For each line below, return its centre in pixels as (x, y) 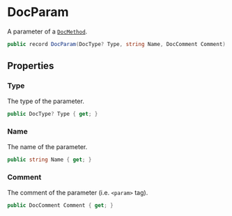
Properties (31, 66)
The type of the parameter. (46, 101)
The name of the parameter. (47, 146)
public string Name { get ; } (49, 160)
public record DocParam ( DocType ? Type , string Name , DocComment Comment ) (117, 44)
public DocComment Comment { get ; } (60, 205)
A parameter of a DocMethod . (47, 31)
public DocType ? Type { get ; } (53, 114)
